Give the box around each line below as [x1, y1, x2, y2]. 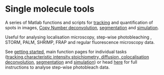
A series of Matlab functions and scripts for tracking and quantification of [5, 19, 153, 25]
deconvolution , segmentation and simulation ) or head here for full [5, 59, 138, 65]
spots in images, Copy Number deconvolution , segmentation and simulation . [5, 24, 159, 30]
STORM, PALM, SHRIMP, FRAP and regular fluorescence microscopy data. [5, 39, 155, 45]
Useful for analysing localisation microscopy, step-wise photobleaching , [5, 34, 152, 40]
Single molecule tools [5, 3, 94, 15]
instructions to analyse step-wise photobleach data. [5, 64, 110, 70]
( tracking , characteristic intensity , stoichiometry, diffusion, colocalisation [5, 54, 149, 59]
